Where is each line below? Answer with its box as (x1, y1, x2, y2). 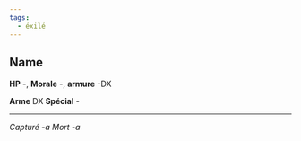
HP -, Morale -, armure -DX (9, 78, 112, 90)
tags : (9, 13, 30, 22)
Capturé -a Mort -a (9, 122, 81, 133)
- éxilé (17, 22, 47, 31)
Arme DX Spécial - (9, 96, 81, 107)
